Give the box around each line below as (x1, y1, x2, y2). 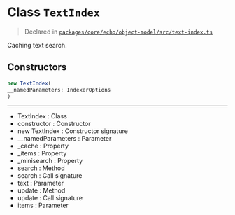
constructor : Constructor (17, 120, 91, 128)
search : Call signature (17, 172, 83, 180)
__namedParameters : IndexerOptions (7, 86, 111, 93)
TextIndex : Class (17, 112, 68, 120)
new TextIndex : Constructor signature (17, 127, 128, 135)
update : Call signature (17, 194, 83, 202)
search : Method (17, 164, 65, 172)
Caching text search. (7, 41, 68, 49)
